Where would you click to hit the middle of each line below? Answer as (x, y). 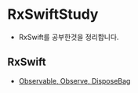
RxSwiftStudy (53, 14)
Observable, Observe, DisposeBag (74, 80)
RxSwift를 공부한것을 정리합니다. (69, 37)
